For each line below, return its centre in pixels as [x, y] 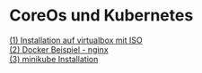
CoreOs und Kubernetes [101, 16]
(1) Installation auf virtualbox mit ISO [76, 40]
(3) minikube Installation [54, 59]
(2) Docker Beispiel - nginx [59, 49]
